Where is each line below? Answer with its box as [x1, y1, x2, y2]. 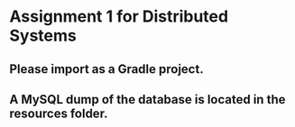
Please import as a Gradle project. [9, 61, 205, 77]
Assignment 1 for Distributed [9, 6, 228, 27]
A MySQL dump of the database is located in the [9, 92, 286, 107]
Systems [9, 25, 77, 46]
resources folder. [9, 105, 108, 121]
